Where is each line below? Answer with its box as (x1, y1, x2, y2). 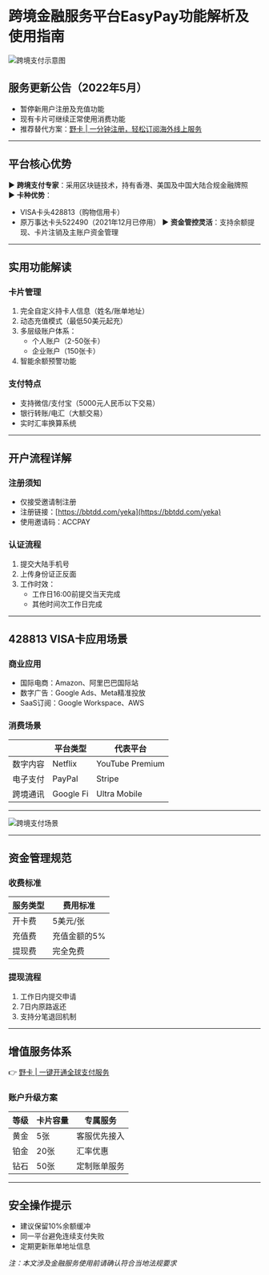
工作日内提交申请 (19, 991, 77, 1001)
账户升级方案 (8, 1092, 58, 1103)
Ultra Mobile (95, 787, 143, 799)
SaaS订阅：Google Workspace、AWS (19, 698, 145, 708)
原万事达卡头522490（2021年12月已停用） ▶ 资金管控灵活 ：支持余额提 (19, 217, 255, 227)
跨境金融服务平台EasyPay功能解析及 (8, 7, 250, 26)
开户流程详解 (8, 451, 72, 465)
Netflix (52, 758, 78, 769)
